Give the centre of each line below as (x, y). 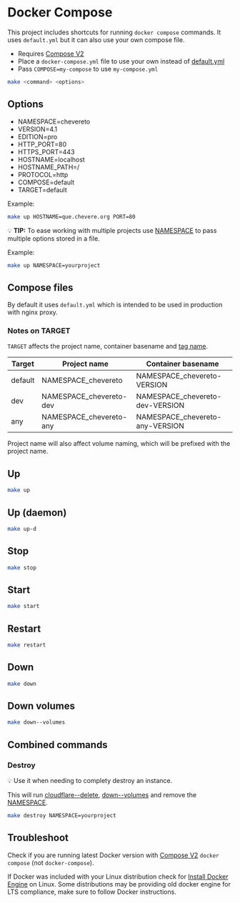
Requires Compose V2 (51, 54)
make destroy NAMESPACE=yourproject (62, 815)
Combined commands (58, 745)
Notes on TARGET (39, 331)
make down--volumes (36, 722)
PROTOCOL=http (43, 174)
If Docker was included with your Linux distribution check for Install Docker (118, 877)
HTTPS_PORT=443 (46, 151)
